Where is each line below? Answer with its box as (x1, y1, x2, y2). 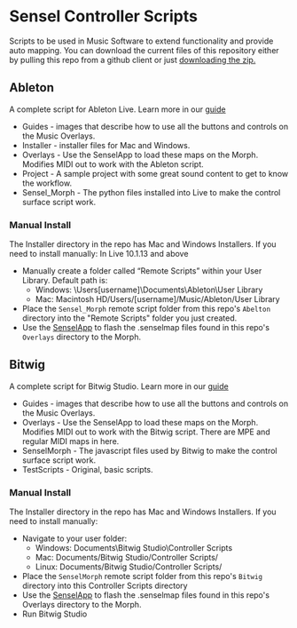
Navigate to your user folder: (21, 533, 128, 544)
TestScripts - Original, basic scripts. (21, 464, 153, 474)
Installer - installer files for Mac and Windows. (21, 139, 191, 150)
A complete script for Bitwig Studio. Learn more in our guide (9, 380, 229, 392)
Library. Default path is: (21, 275, 108, 286)
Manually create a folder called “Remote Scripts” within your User (21, 266, 262, 276)
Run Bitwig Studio (21, 608, 88, 619)
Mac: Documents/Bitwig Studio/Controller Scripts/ (35, 552, 219, 563)
